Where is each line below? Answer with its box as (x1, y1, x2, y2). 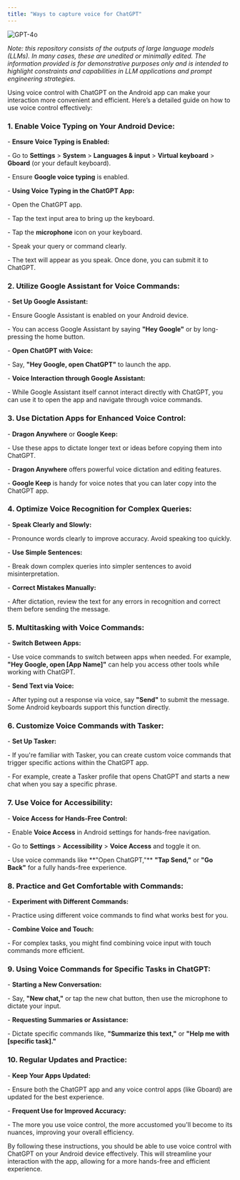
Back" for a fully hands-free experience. (7, 863, 127, 871)
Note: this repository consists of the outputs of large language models (7, 44, 214, 52)
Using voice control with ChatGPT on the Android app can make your (7, 88, 211, 96)
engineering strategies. (7, 74, 76, 83)
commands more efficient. (7, 946, 85, 954)
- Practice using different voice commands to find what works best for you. (7, 911, 229, 919)
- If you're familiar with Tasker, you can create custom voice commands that (7, 751, 231, 759)
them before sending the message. (7, 604, 111, 613)
